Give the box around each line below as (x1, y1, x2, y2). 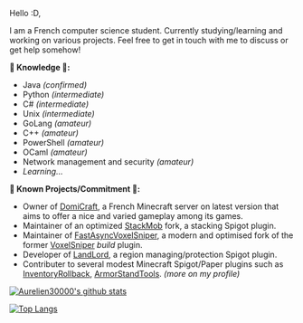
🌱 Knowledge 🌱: (9, 62, 71, 72)
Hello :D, (9, 8, 42, 18)
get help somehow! (9, 44, 81, 55)
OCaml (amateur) (22, 147, 88, 157)
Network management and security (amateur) (22, 157, 194, 166)
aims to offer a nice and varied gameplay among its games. (22, 211, 243, 221)
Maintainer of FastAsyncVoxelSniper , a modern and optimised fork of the (22, 230, 294, 241)
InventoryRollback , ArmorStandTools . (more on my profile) (22, 269, 241, 279)
